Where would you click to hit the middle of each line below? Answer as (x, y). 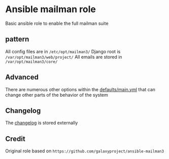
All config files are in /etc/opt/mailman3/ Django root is (63, 51)
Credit (15, 138)
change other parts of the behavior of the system (57, 95)
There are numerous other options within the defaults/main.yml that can (80, 89)
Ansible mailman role (51, 9)
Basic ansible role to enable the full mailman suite (57, 23)
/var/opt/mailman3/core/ (31, 62)
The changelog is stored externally (42, 123)
